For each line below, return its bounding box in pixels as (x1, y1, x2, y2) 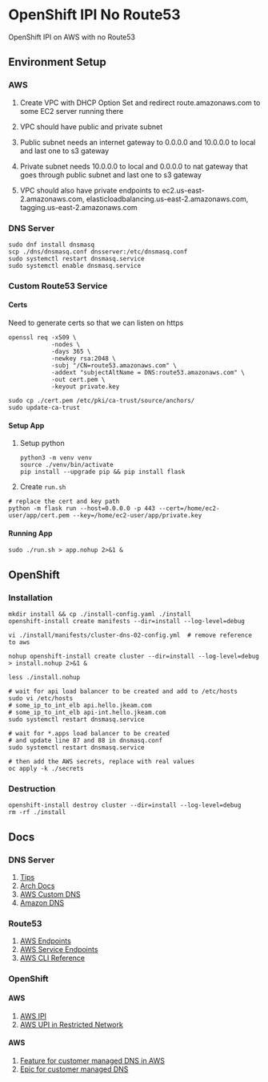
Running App (8, 528, 54, 538)
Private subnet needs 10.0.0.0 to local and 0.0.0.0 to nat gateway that (19, 161, 248, 171)
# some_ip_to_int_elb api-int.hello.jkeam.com (8, 708, 166, 717)
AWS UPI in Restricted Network (19, 1019, 124, 1029)
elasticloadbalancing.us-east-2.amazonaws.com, (86, 194, 249, 204)
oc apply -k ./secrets (8, 764, 84, 773)
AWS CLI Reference (19, 953, 86, 963)
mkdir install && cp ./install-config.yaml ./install (8, 610, 192, 618)
